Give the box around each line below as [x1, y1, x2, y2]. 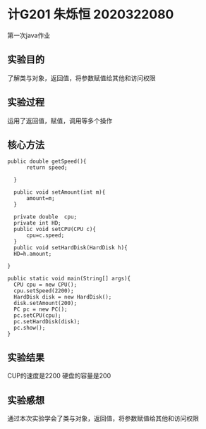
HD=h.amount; [13, 251, 52, 258]
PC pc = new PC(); [13, 306, 68, 313]
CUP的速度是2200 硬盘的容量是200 [7, 371, 111, 380]
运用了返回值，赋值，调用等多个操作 [7, 116, 113, 125]
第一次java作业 [7, 31, 51, 39]
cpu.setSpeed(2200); [13, 287, 74, 294]
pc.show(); [13, 325, 46, 332]
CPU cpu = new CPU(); [13, 281, 78, 289]
